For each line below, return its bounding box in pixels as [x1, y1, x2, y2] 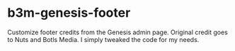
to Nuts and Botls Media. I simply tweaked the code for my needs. [7, 35, 200, 43]
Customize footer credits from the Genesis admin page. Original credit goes [7, 28, 228, 36]
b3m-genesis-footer [7, 5, 131, 21]
